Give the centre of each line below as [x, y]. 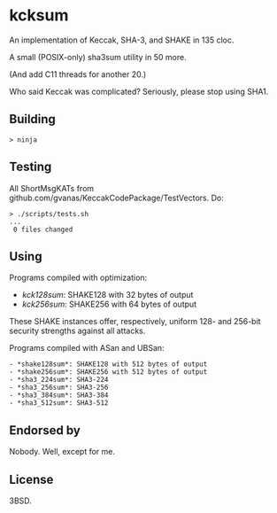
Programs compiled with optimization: [78, 278]
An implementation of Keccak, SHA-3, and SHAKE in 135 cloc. [122, 40]
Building [32, 119]
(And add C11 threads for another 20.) [78, 74]
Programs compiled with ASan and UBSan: [87, 348]
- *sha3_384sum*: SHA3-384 [59, 395]
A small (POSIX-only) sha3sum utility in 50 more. [98, 57]
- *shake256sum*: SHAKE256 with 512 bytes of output [108, 372]
